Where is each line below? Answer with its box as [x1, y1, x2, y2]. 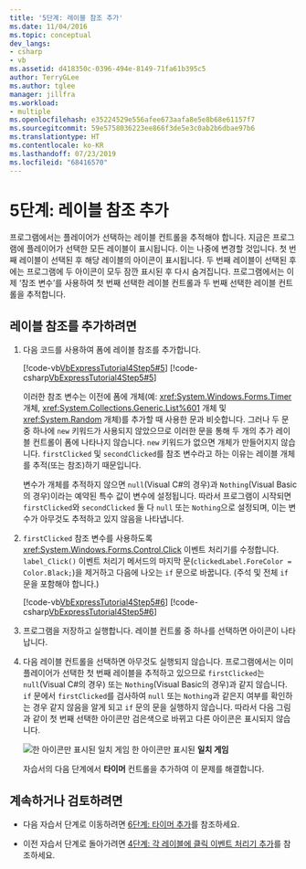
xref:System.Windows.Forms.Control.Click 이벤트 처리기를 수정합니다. [22, 545, 280, 556]
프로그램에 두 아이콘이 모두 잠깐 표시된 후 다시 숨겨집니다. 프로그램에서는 [26, 266, 285, 277]
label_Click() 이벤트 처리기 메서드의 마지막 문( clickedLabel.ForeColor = [22, 556, 292, 567]
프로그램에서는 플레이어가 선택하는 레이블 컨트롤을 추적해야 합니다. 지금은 [9, 232, 271, 243]
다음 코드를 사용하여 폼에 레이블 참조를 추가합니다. [22, 344, 201, 355]
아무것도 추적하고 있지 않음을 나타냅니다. [39, 514, 185, 525]
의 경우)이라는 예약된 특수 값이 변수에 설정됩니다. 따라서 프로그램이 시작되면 [22, 491, 292, 502]
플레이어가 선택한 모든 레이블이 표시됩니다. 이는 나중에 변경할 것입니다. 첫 [26, 243, 288, 254]
